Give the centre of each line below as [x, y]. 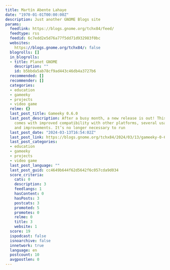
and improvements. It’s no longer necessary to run [70, 128]
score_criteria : [27, 175]
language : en [24, 250]
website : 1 [26, 227]
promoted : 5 [27, 208]
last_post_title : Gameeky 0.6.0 [44, 114]
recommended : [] [27, 76]
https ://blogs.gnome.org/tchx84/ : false [57, 48]
